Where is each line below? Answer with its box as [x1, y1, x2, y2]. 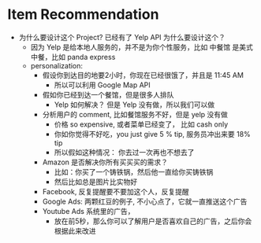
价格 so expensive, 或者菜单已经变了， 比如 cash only [54, 120, 229, 129]
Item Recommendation [7, 6, 159, 24]
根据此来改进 [54, 226, 96, 235]
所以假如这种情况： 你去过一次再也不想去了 [54, 147, 195, 156]
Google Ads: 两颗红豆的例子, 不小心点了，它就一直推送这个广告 [42, 197, 248, 206]
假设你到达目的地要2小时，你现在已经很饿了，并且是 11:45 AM [42, 70, 244, 79]
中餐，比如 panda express [30, 52, 116, 61]
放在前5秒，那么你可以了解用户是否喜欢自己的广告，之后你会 [54, 216, 252, 226]
